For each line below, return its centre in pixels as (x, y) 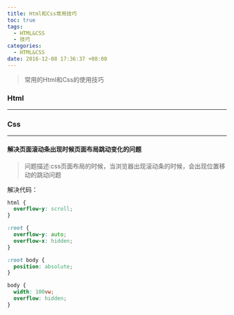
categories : (24, 46)
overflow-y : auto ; (40, 235)
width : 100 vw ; (34, 292)
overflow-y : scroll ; (43, 209)
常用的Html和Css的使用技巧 (64, 79)
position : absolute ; (43, 266)
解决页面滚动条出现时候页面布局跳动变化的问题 (74, 149)
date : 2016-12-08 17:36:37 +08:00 (57, 59)
